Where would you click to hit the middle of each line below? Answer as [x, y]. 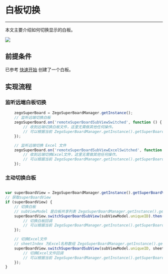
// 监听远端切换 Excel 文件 [40, 145]
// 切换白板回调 [38, 221]
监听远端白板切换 [26, 102]
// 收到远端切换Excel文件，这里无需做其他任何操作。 [71, 155]
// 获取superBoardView [28, 198]
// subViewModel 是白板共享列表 [45, 211]
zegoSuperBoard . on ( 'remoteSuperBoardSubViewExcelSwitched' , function [88, 150]
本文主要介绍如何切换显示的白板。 [40, 30]
